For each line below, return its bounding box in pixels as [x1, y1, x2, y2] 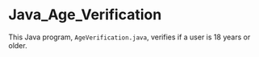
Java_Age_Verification [8, 6, 162, 24]
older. [8, 40, 27, 50]
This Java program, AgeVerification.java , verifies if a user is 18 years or [8, 32, 251, 42]
